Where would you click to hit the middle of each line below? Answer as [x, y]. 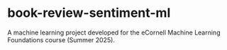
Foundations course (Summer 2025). [61, 39]
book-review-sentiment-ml [89, 13]
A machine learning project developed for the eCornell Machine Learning [114, 32]
